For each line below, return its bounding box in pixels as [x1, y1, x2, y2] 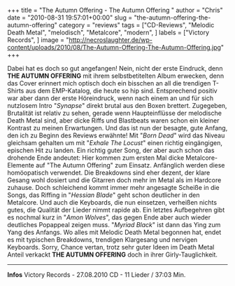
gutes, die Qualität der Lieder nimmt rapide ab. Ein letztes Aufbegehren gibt [7, 206, 225, 214]
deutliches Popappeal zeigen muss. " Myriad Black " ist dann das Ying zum [7, 221, 221, 229]
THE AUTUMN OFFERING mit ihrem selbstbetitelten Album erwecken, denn [7, 71, 225, 80]
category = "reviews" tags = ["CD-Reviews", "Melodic [59, 21, 215, 29]
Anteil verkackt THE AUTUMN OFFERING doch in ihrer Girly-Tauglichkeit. [7, 250, 218, 259]
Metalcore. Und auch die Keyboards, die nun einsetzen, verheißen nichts [7, 198, 218, 206]
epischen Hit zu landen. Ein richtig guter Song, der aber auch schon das [7, 147, 215, 154]
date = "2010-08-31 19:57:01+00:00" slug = [7, 13, 133, 22]
